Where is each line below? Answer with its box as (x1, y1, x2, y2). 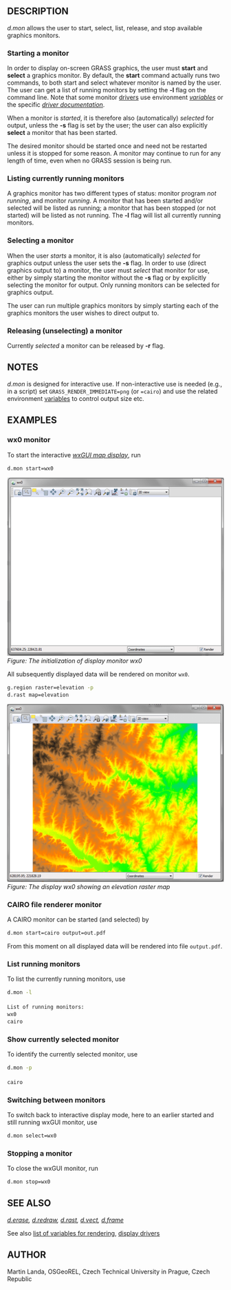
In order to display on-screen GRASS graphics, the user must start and (7, 64, 208, 72)
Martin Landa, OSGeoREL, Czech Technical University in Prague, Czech (7, 1267, 210, 1276)
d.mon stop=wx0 (7, 1178, 51, 1185)
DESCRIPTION (7, 6, 69, 17)
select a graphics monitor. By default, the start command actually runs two (7, 72, 220, 80)
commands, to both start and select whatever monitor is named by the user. (7, 79, 222, 87)
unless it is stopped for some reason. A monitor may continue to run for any (7, 149, 221, 158)
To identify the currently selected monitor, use (7, 1050, 138, 1058)
